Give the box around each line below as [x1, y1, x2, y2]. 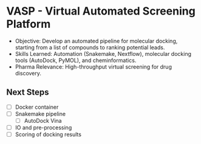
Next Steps [6, 87, 49, 98]
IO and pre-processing [15, 123, 72, 131]
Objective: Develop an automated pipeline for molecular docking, [15, 37, 178, 44]
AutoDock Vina [24, 117, 62, 124]
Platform [6, 17, 51, 31]
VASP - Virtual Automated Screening [6, 4, 196, 18]
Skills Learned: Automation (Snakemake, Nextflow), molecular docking [15, 50, 191, 57]
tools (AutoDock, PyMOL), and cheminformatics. [15, 57, 137, 64]
